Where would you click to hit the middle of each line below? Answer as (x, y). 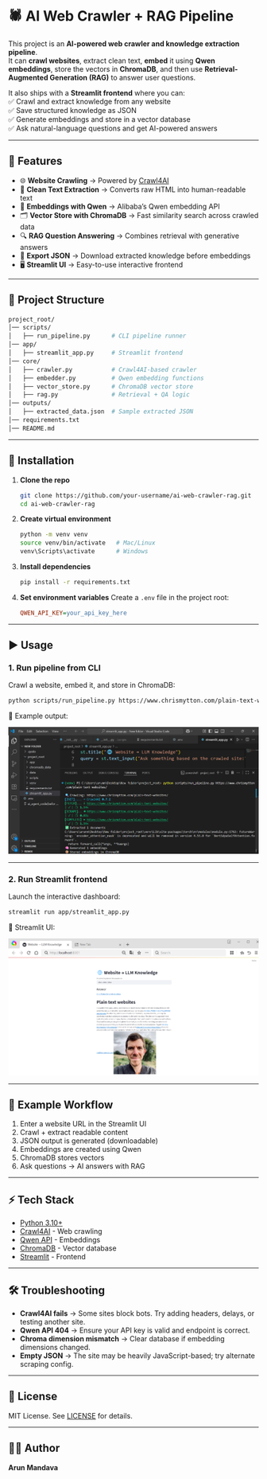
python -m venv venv (54, 535)
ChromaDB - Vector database (68, 1248)
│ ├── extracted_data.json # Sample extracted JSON (101, 412)
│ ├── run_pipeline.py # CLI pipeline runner (97, 336)
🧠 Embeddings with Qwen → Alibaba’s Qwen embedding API (120, 206)
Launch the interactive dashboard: (64, 896)
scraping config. (46, 1364)
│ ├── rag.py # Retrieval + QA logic (99, 395)
